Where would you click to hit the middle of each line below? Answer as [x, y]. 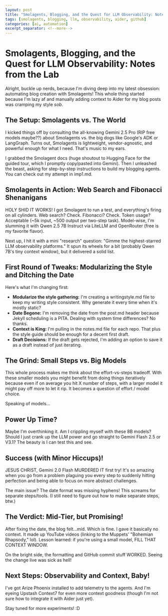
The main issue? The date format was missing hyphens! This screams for [80, 490]
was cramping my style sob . [34, 105]
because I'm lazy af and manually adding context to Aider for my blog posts [83, 99]
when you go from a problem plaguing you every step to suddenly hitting [80, 475]
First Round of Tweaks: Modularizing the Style [79, 267]
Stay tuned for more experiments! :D [42, 608]
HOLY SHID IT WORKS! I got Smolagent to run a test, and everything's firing [83, 210]
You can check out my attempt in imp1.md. [49, 174]
